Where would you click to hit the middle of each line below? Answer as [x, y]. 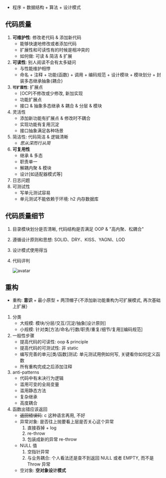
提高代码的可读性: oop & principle [54, 342]
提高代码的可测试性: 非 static [49, 348]
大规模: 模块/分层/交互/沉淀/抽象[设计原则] [63, 323]
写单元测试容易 [35, 192]
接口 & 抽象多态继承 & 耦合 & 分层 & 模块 [61, 105]
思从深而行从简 [35, 143]
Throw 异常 [39, 464]
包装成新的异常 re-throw [52, 439]
